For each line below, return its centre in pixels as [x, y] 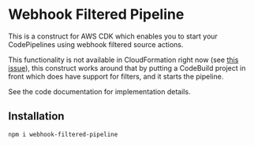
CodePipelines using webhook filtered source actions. [96, 44]
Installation [36, 117]
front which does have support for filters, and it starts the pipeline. [116, 76]
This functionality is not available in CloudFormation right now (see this [123, 60]
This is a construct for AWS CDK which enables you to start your [113, 36]
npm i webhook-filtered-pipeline [63, 134]
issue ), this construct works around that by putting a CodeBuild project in [127, 68]
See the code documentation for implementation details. [99, 91]
